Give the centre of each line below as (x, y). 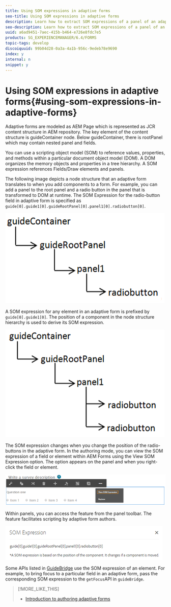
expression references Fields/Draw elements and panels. (65, 169)
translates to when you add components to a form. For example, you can (81, 185)
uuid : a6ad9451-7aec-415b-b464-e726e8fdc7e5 (53, 32)
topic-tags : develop (27, 43)
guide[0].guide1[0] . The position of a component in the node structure (80, 317)
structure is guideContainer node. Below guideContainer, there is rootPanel (84, 138)
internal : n (18, 59)
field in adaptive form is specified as (43, 201)
